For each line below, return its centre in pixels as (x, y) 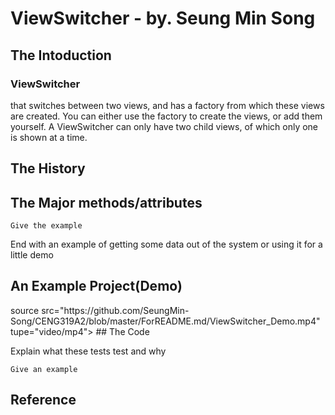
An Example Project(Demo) (96, 286)
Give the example (46, 226)
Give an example (44, 369)
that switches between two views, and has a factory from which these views (167, 105)
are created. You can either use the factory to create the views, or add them (166, 116)
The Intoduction (61, 55)
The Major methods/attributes (106, 202)
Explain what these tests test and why (88, 351)
